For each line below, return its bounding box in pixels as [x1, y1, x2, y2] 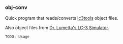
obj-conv [5, 4, 28, 11]
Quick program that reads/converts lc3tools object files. [5, 15, 119, 21]
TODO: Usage [5, 34, 30, 40]
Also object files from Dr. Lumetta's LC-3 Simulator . [5, 25, 109, 31]
